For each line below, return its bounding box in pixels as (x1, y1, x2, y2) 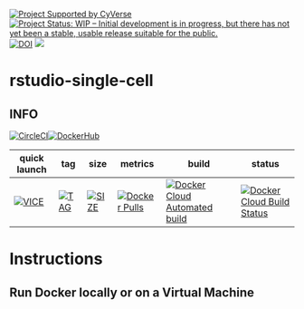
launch (16, 163, 47, 176)
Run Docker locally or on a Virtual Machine (9, 285, 255, 300)
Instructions (9, 249, 103, 269)
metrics (120, 158, 155, 169)
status (252, 158, 280, 169)
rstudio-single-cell (9, 71, 154, 91)
